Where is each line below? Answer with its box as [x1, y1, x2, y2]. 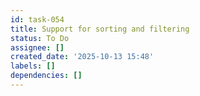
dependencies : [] [10, 71, 83, 81]
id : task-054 [10, 14, 65, 25]
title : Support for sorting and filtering [10, 24, 190, 34]
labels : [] [10, 61, 56, 71]
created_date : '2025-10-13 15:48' [10, 52, 155, 62]
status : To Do [10, 33, 70, 43]
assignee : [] [10, 42, 65, 53]
